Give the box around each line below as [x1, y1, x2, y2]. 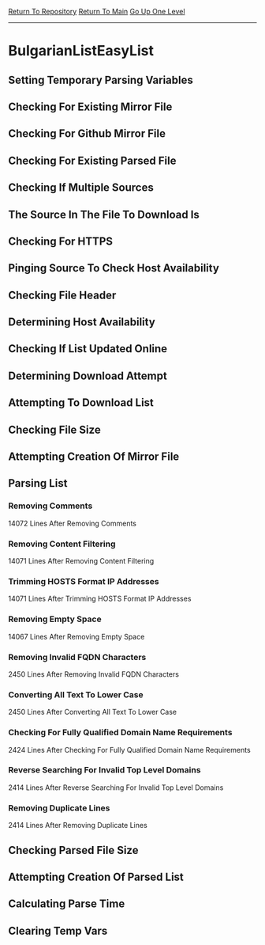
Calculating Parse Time [8, 898, 125, 911]
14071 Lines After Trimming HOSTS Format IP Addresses [8, 594, 192, 604]
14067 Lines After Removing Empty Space [8, 632, 145, 641]
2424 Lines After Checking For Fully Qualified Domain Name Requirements [8, 745, 251, 754]
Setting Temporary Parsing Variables [8, 73, 193, 86]
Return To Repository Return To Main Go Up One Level [8, 7, 185, 16]
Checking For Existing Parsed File [8, 154, 177, 167]
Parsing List [8, 476, 68, 490]
